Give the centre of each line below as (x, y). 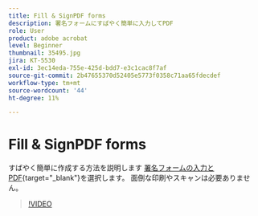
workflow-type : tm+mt (45, 83)
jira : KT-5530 (32, 61)
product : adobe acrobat (48, 38)
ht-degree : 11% (34, 98)
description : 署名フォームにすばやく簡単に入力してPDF (91, 23)
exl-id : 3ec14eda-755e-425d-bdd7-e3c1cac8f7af (88, 68)
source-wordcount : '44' (48, 90)
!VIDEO (40, 204)
